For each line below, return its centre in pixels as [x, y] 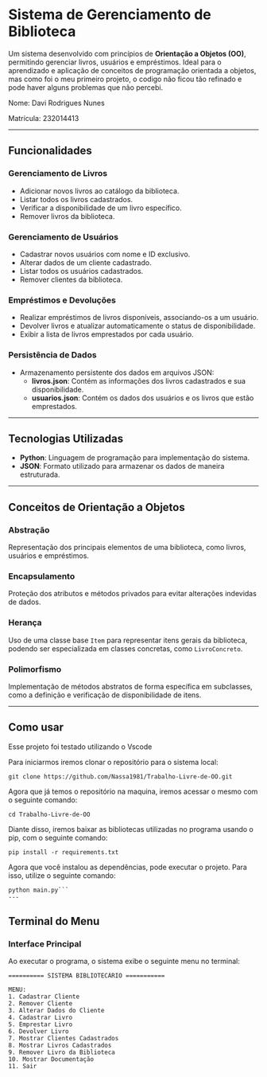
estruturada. [40, 474]
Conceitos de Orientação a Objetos [97, 507]
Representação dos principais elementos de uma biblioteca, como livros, [127, 548]
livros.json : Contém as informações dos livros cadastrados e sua [139, 380]
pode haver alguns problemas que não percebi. [86, 87]
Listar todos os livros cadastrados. [76, 199]
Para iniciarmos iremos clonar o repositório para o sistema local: [113, 762]
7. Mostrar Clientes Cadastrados [64, 1039]
